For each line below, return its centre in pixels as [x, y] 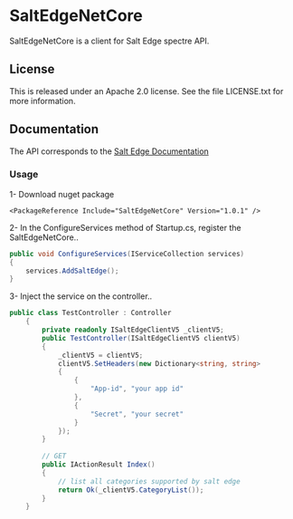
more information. [43, 101]
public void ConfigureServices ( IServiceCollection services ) [127, 254]
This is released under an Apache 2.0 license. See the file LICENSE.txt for [146, 91]
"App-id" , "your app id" [137, 389]
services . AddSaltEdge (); [72, 271]
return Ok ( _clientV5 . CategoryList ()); [131, 490]
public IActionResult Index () [99, 465]
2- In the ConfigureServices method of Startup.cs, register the [125, 227]
